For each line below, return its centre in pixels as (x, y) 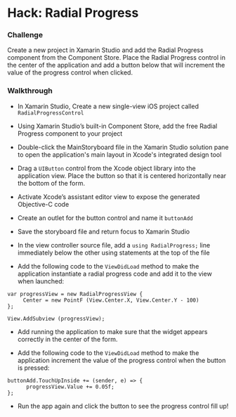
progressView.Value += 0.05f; (70, 387)
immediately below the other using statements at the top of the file (113, 252)
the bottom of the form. (51, 183)
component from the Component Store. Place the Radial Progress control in (117, 58)
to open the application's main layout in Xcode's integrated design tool (119, 154)
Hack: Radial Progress (73, 13)
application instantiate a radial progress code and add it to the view (114, 274)
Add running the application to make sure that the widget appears (113, 331)
